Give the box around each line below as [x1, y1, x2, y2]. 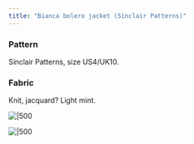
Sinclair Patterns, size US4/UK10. [8, 57, 119, 66]
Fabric [8, 77, 34, 88]
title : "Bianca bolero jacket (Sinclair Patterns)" [8, 11, 187, 20]
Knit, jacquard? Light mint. [8, 95, 96, 105]
